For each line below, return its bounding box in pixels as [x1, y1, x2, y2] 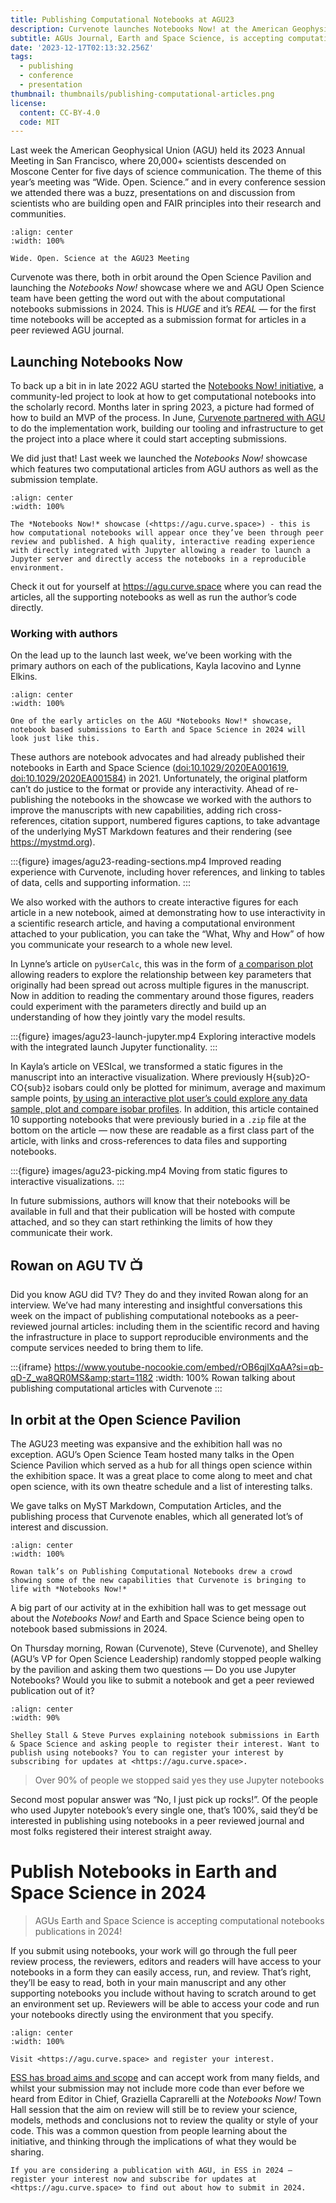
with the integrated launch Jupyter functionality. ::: [10, 1041, 218, 1053]
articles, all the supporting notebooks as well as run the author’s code [10, 591, 297, 603]
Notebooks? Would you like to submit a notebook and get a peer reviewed [10, 1674, 315, 1686]
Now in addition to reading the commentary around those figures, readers [10, 990, 315, 1002]
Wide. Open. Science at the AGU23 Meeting [10, 254, 190, 264]
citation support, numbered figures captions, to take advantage [59, 815, 321, 827]
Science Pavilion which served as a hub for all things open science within [10, 1459, 313, 1471]
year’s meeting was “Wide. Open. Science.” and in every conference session [10, 176, 326, 188]
